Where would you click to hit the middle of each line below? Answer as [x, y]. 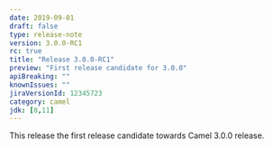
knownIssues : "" [40, 85]
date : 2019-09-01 [42, 18]
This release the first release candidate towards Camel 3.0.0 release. [137, 135]
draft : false [34, 26]
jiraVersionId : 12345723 [56, 93]
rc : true [26, 51]
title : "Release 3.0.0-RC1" [62, 60]
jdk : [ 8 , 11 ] [32, 110]
